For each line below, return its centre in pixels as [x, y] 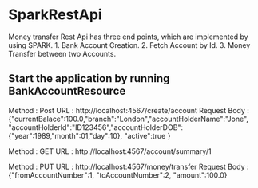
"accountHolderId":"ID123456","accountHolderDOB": [96, 127]
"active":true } [147, 135]
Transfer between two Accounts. [62, 53]
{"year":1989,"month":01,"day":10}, [65, 135]
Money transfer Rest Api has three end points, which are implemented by [129, 37]
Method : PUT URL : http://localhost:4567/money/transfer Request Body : [129, 166]
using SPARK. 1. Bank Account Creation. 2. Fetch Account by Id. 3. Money [129, 45]
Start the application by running [89, 78]
